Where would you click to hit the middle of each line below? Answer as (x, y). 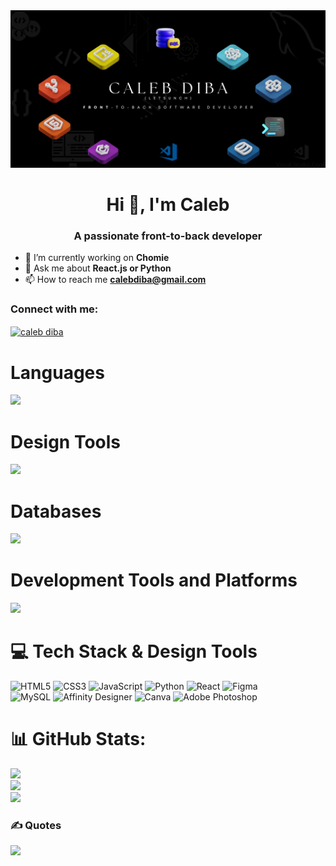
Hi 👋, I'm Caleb (168, 205)
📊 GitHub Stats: (78, 739)
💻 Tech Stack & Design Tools (134, 651)
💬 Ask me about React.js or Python (98, 268)
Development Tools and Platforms (154, 580)
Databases (56, 511)
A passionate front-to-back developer (168, 236)
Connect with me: (54, 309)
